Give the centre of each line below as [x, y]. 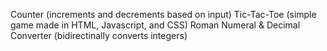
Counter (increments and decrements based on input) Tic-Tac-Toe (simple [163, 14]
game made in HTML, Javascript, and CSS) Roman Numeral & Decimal [155, 25]
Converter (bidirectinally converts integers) [99, 35]
